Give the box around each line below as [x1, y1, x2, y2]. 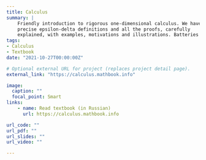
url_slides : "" [6, 133, 45, 140]
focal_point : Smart [12, 94, 62, 100]
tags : [6, 37, 20, 44]
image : [6, 82, 23, 89]
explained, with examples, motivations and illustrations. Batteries [17, 32, 199, 38]
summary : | [6, 15, 34, 21]
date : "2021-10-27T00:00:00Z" [6, 55, 84, 61]
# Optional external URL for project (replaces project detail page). [6, 66, 191, 72]
